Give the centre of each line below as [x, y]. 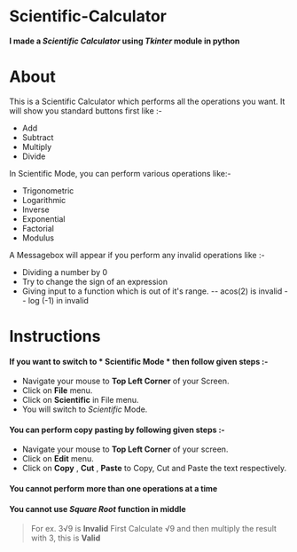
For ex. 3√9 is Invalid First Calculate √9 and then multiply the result [154, 529]
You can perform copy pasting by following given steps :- [117, 430]
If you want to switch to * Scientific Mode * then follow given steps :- [139, 361]
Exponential [43, 218]
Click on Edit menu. [58, 459]
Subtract [38, 137]
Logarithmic [44, 200]
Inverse [36, 209]
